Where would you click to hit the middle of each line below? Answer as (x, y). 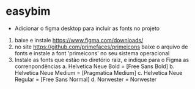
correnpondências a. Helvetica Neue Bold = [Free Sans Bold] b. (94, 66)
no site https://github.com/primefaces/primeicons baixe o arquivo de (101, 47)
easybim (28, 11)
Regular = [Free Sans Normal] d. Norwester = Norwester (86, 79)
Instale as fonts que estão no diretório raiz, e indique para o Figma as (102, 60)
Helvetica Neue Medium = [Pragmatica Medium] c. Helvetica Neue (98, 72)
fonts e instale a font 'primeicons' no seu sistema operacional (92, 53)
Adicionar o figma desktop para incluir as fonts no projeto (87, 28)
